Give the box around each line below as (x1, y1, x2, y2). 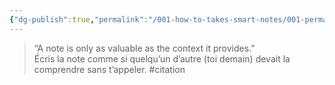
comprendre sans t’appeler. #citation (33, 63, 186, 75)
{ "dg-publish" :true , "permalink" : (9, 14, 149, 25)
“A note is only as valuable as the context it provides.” (33, 42, 256, 54)
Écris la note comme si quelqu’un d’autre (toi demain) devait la (33, 52, 291, 65)
